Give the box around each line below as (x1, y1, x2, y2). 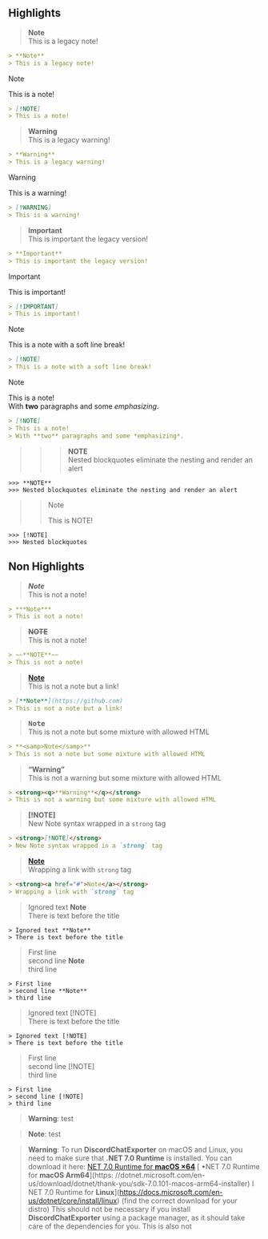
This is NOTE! (47, 515, 94, 525)
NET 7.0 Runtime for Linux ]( (27, 1187, 120, 1197)
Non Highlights (8, 560, 85, 574)
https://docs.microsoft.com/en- (119, 1187, 223, 1197)
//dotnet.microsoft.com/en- (114, 1170, 206, 1180)
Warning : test (27, 1113, 74, 1123)
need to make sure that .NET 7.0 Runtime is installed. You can (27, 1153, 232, 1163)
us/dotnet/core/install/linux (27, 1196, 118, 1205)
